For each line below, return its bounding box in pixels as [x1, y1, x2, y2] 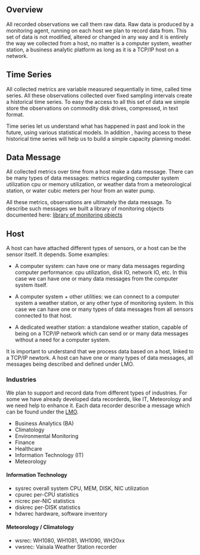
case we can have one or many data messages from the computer [14, 275, 178, 282]
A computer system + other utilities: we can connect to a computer [14, 293, 180, 300]
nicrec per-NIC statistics [14, 497, 75, 504]
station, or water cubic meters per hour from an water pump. [6, 187, 155, 195]
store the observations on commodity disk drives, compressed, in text [6, 104, 179, 112]
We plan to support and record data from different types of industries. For [6, 389, 187, 396]
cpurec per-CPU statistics [14, 491, 79, 498]
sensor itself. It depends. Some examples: [6, 251, 109, 258]
